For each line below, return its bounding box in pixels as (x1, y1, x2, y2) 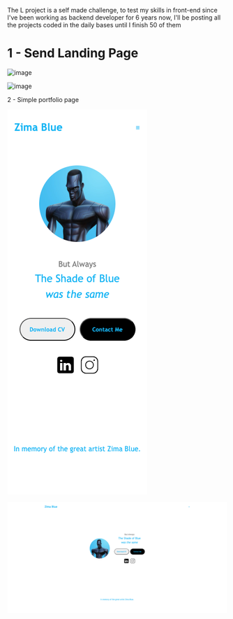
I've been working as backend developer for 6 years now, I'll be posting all (7, 13, 221, 22)
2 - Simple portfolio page (7, 95, 79, 104)
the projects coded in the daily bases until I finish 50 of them (7, 21, 181, 29)
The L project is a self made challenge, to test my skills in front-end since (7, 6, 218, 14)
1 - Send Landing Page (7, 45, 139, 62)
